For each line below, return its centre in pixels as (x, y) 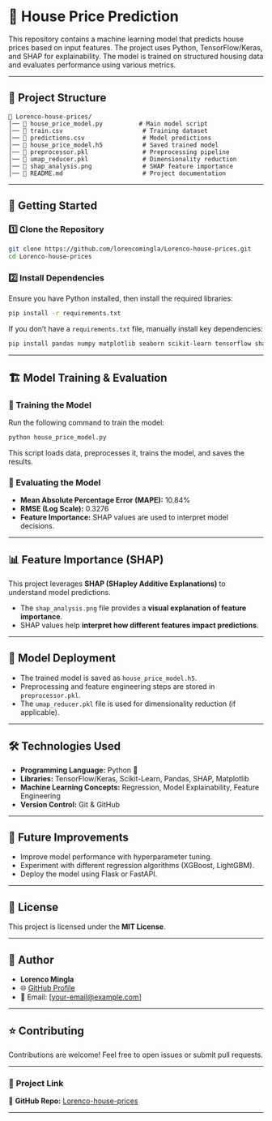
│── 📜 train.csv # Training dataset (108, 130)
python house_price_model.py (57, 437)
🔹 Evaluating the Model (55, 482)
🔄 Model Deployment (62, 659)
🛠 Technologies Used (65, 746)
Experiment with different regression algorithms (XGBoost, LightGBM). (137, 866)
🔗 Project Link (36, 1083)
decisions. (37, 526)
